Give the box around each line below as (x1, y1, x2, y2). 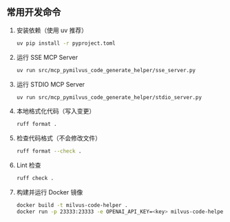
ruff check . (16, 175, 54, 182)
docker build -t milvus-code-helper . (16, 202, 128, 209)
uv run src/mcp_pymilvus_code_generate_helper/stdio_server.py (16, 93, 202, 101)
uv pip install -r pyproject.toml (16, 40, 116, 47)
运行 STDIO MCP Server (16, 80, 85, 88)
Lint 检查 (16, 161, 41, 170)
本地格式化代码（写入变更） (16, 107, 96, 115)
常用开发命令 (6, 6, 61, 19)
